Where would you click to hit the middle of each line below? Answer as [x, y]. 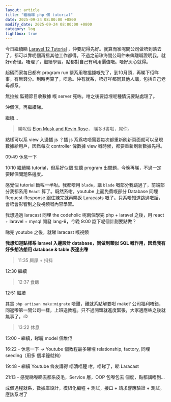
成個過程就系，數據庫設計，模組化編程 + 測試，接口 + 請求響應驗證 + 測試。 [85, 388]
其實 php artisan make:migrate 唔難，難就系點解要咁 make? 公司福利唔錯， [84, 304]
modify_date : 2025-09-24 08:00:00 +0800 [49, 24]
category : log [20, 29]
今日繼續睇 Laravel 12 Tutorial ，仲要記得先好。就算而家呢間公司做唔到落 [81, 49]
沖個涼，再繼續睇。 [25, 107]
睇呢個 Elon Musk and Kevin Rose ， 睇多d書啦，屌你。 [75, 129]
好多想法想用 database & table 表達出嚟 [47, 249]
